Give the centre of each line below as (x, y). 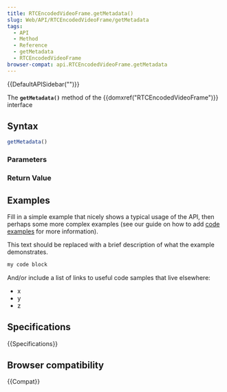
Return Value (29, 178)
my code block (28, 264)
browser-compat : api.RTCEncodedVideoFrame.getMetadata (87, 65)
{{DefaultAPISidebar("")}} (43, 84)
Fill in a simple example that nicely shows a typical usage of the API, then (111, 216)
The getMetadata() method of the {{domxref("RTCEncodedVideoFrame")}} (113, 97)
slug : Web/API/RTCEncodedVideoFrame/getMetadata (78, 20)
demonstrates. (28, 252)
